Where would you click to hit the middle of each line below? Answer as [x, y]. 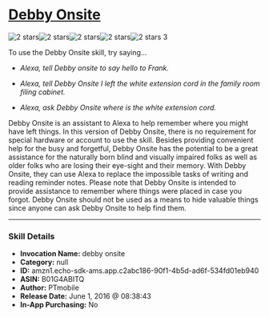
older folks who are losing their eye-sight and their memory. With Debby [127, 165]
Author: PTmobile [50, 288]
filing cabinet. [42, 92]
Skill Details [32, 236]
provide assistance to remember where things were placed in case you [125, 191]
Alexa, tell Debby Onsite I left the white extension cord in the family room [140, 83]
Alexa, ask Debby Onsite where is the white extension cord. [118, 107]
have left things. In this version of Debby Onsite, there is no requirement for [132, 131]
